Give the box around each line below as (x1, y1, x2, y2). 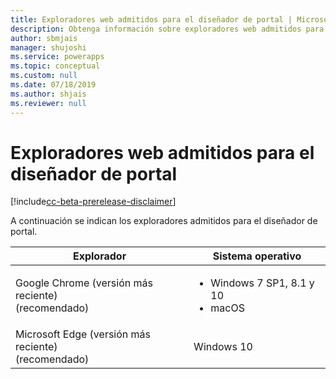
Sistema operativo (212, 249, 302, 263)
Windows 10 (193, 340, 253, 354)
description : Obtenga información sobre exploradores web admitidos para (10, 24, 325, 34)
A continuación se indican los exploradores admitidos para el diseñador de (10, 215, 318, 227)
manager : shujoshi (10, 42, 87, 53)
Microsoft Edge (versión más (15, 327, 152, 341)
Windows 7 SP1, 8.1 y (210, 276, 315, 290)
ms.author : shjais (10, 89, 87, 99)
